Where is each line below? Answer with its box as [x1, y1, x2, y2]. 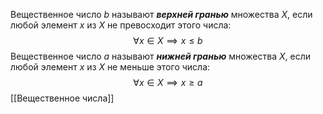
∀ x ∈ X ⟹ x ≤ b [133, 35, 203, 46]
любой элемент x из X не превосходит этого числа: [10, 19, 232, 31]
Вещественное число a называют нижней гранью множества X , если [10, 50, 312, 62]
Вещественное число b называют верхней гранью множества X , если [10, 9, 313, 20]
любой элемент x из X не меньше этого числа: [10, 61, 211, 73]
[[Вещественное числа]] [10, 92, 115, 104]
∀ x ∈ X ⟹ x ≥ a [133, 77, 203, 88]
